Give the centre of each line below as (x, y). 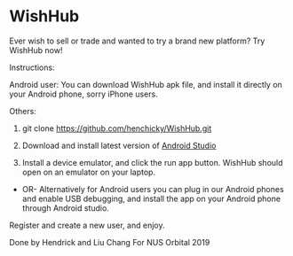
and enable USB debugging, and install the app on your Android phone (151, 198)
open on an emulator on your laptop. (89, 172)
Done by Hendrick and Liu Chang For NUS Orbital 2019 (110, 242)
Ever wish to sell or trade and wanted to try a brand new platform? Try (137, 41)
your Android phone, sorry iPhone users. (83, 94)
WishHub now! (36, 50)
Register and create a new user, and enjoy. (87, 225)
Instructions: (32, 67)
